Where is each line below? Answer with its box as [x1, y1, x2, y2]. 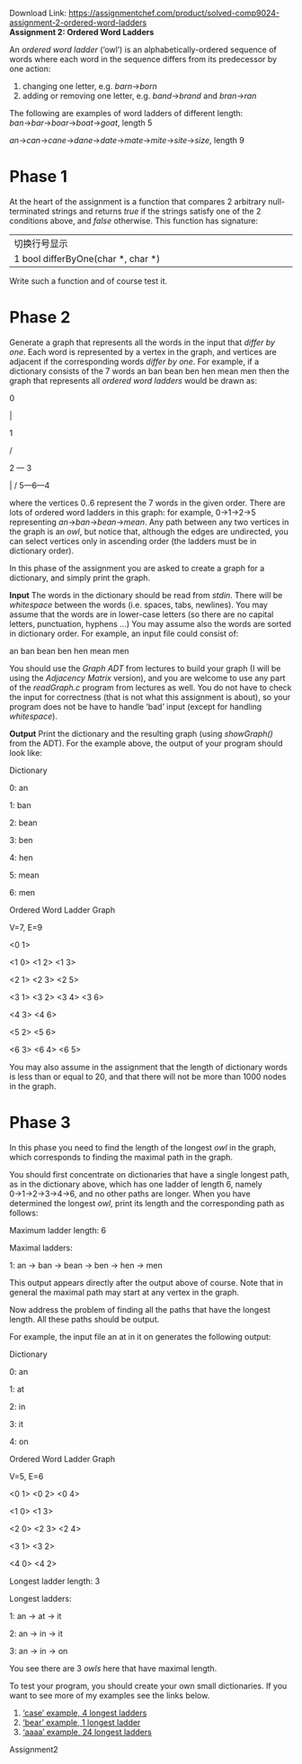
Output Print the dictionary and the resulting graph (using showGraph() [9, 728, 274, 739]
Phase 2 [9, 307, 71, 328]
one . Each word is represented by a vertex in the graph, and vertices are [9, 346, 277, 357]
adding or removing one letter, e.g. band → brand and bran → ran [22, 90, 257, 101]
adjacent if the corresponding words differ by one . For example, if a [9, 356, 260, 367]
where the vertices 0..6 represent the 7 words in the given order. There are [9, 497, 286, 508]
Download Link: [9, 8, 67, 18]
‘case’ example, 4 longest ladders [22, 1707, 147, 1718]
